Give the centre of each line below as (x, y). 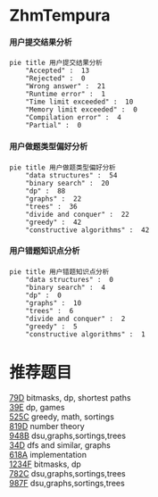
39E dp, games (37, 407)
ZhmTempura (60, 16)
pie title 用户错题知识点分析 (59, 272)
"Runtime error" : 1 (65, 95)
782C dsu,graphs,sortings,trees (68, 473)
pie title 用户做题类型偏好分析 (62, 167)
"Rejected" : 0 (56, 79)
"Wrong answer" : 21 (65, 87)
